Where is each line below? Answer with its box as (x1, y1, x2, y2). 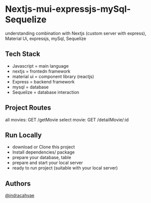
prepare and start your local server (12, 160, 83, 166)
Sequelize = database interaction (12, 89, 80, 95)
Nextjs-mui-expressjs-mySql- (5, 3, 131, 15)
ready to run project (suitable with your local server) (12, 165, 118, 171)
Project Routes (5, 104, 51, 112)
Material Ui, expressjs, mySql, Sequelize (5, 36, 87, 41)
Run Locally (5, 131, 42, 139)
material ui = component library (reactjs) (12, 73, 94, 80)
